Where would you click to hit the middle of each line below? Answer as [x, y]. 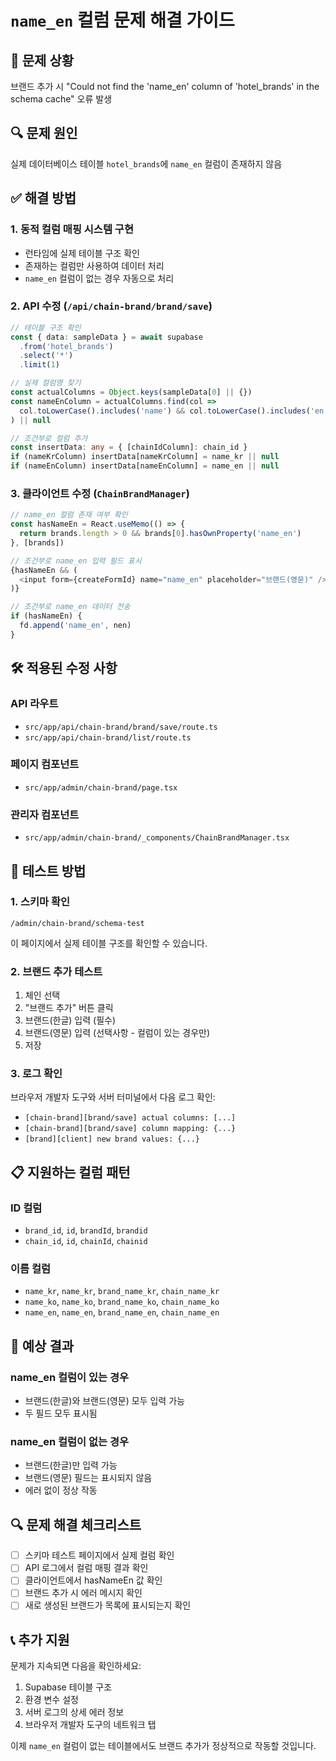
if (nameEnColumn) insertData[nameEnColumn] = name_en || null [145, 466]
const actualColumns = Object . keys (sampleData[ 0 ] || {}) [131, 392]
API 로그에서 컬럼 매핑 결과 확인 [86, 1568]
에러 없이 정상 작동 [61, 1490]
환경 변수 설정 [51, 1700]
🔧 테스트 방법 [48, 871]
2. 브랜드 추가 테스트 [56, 971]
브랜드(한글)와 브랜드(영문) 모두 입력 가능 [104, 1401]
